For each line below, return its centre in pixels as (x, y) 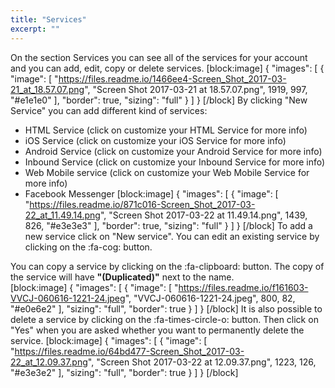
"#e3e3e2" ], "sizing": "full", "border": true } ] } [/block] (124, 372)
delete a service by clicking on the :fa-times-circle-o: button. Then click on (164, 319)
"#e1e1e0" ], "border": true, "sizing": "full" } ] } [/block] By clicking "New (159, 100)
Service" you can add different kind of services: (109, 110)
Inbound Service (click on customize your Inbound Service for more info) (175, 162)
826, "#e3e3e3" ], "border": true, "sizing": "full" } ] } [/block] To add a (168, 225)
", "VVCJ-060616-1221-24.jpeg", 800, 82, (210, 298)
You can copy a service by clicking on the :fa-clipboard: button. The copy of (167, 266)
